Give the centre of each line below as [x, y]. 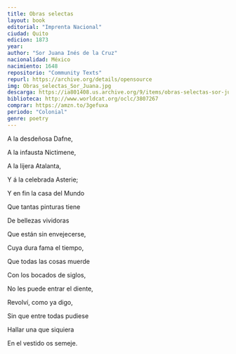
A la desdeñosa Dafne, [40, 139]
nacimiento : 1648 [33, 66]
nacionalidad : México [39, 60]
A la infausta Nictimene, [42, 152]
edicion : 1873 [28, 40]
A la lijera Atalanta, [34, 165]
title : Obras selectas [40, 14]
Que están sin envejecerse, [47, 234]
